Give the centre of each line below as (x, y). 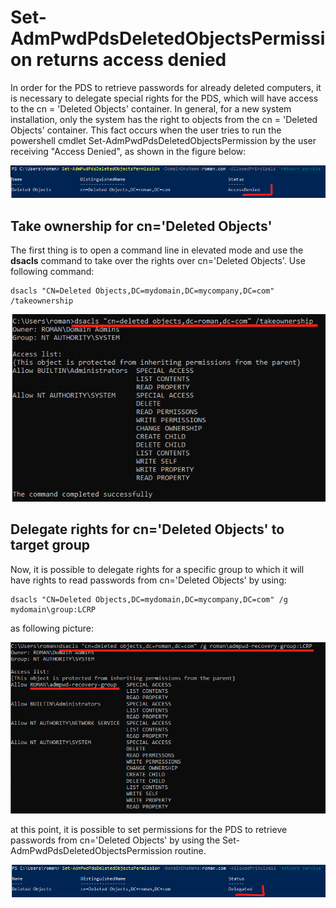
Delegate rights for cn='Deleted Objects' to (147, 529)
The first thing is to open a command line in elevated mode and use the (157, 250)
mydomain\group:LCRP (53, 609)
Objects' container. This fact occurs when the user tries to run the (146, 130)
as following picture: (52, 628)
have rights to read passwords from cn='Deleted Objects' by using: (148, 580)
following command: (52, 272)
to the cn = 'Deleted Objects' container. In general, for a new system (151, 108)
